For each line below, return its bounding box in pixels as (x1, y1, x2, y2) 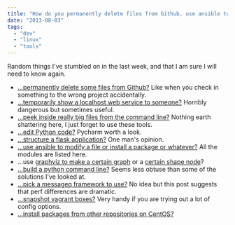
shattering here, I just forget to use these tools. (17, 121, 152, 128)
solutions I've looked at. (17, 172, 86, 181)
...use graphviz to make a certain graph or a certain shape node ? (17, 158, 204, 165)
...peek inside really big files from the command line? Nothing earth (17, 113, 211, 121)
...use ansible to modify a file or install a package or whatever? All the (17, 143, 218, 151)
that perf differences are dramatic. (17, 187, 117, 196)
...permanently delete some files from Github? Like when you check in (17, 83, 219, 91)
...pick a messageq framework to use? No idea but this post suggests (17, 180, 218, 188)
